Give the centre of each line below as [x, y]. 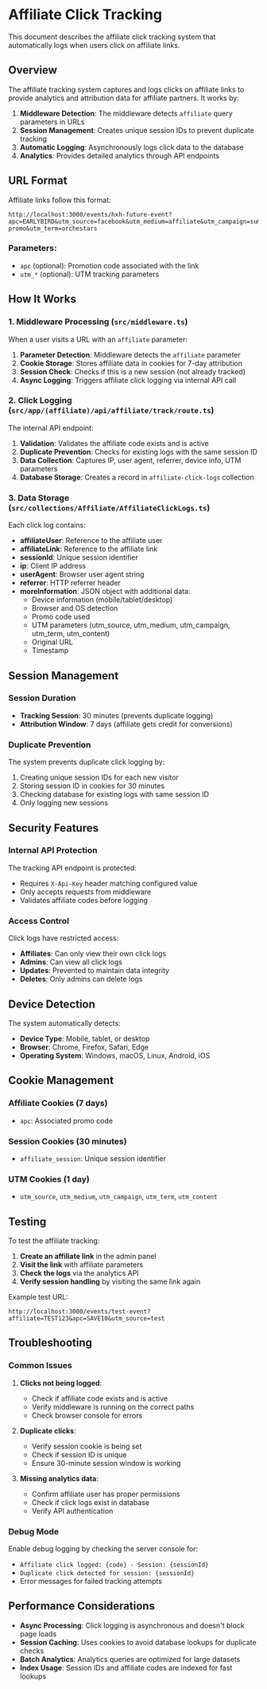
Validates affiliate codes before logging [84, 900]
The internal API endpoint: [51, 428]
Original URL [52, 642]
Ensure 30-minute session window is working [106, 1463]
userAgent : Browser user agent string [82, 574]
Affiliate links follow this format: [60, 200]
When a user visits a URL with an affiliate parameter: [98, 339]
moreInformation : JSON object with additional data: [105, 592]
